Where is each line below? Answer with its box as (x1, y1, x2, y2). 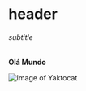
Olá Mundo (8, 58, 46, 67)
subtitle (8, 32, 34, 41)
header (8, 5, 58, 24)
